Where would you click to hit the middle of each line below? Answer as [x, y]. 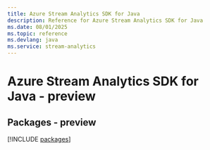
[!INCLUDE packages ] [39, 139]
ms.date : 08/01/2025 [38, 27]
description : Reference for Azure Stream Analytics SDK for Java [105, 20]
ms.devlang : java [33, 40]
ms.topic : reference [38, 33]
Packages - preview [52, 122]
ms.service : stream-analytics [52, 46]
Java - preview [52, 96]
